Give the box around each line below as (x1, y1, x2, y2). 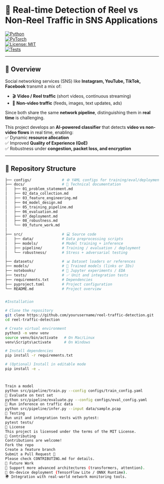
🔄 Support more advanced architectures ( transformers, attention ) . (5, 465, 145, 470)
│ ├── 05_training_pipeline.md (5, 204, 73, 209)
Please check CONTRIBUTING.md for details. (5, 456, 95, 461)
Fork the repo (5, 443, 34, 448)
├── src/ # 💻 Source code (5, 232, 97, 237)
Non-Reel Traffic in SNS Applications (5, 15, 158, 26)
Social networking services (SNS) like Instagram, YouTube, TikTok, (5, 78, 141, 84)
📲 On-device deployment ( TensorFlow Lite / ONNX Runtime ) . (5, 470, 128, 475)
